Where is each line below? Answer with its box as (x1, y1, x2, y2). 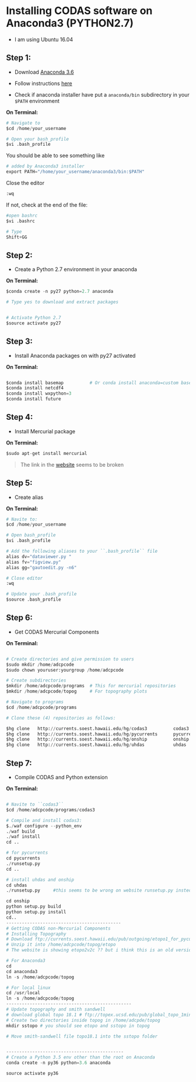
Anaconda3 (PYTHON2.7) (6, 16, 134, 30)
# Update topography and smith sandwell (6, 1006, 106, 1012)
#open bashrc (6, 213, 38, 218)
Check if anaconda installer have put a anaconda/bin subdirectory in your (14, 91, 190, 98)
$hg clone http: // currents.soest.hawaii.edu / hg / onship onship (6, 737, 190, 742)
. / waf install (6, 834, 41, 840)
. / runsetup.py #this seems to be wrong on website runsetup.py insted (6, 888, 192, 893)
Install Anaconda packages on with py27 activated (14, 352, 136, 359)
